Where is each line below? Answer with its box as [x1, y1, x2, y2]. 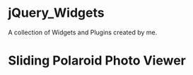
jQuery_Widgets [8, 5, 105, 21]
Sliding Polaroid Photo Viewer [8, 53, 187, 69]
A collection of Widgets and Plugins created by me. [8, 28, 158, 36]
